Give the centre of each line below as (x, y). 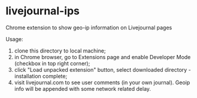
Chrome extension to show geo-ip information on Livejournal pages (89, 27)
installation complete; (41, 76)
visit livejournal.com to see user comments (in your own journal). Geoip (102, 82)
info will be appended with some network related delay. (82, 88)
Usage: (14, 39)
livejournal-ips (43, 11)
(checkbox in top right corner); (52, 63)
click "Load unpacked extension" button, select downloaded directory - (102, 69)
